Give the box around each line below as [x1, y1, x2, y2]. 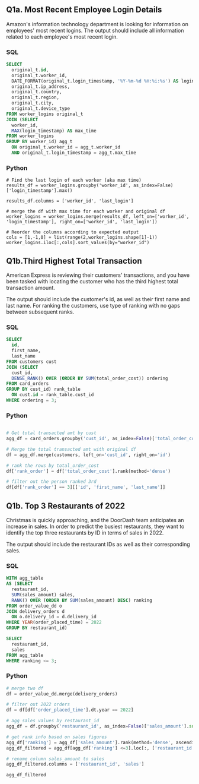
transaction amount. [6, 284, 55, 292]
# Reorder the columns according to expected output [6, 229, 139, 235]
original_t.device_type [11, 106, 70, 112]
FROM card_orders [6, 381, 49, 387]
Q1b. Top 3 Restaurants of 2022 [6, 501, 126, 511]
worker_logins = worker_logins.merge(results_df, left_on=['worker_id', [6, 214, 190, 220]
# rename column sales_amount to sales [6, 755, 105, 762]
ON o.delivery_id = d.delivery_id [11, 614, 97, 620]
